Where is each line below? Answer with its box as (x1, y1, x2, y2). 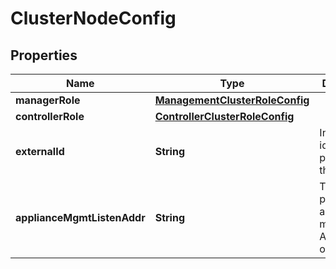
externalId (15, 145, 65, 158)
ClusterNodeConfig (10, 7, 177, 30)
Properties (10, 47, 78, 64)
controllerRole (15, 110, 85, 123)
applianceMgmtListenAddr (15, 211, 146, 224)
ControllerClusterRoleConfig (154, 110, 295, 123)
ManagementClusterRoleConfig (154, 93, 310, 107)
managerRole (15, 93, 81, 107)
